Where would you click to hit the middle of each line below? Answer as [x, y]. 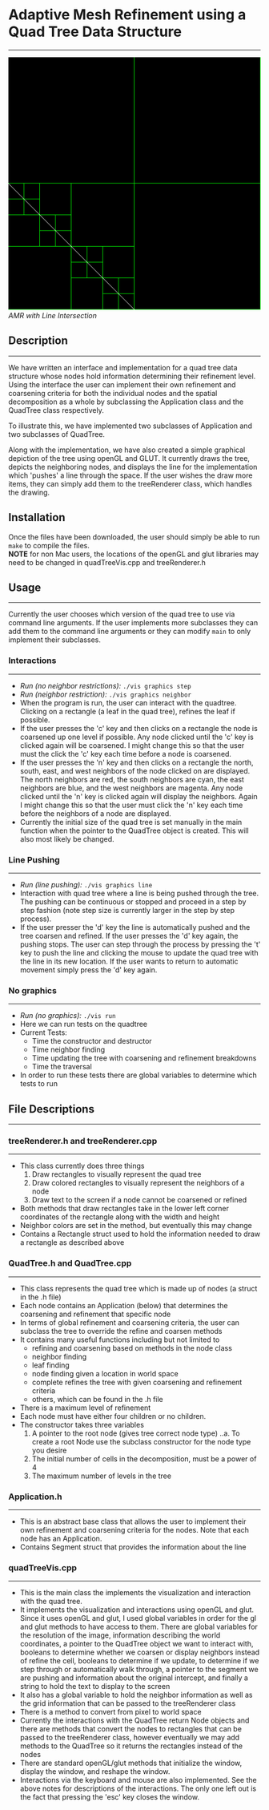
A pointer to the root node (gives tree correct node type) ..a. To [136, 1433]
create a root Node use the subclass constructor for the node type [141, 1441]
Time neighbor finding [68, 1050]
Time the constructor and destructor [92, 1041]
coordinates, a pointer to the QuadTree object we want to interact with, [137, 1644]
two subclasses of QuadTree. [57, 434]
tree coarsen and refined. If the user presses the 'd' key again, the [129, 935]
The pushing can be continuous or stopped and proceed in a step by [133, 901]
